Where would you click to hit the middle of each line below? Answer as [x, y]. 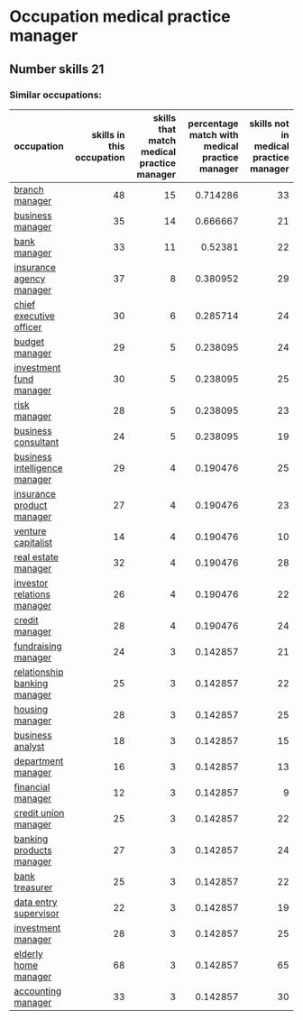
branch [29, 189]
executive [35, 316]
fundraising [38, 646]
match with [214, 134]
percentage [213, 124]
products [33, 850]
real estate [36, 556]
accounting [38, 991]
